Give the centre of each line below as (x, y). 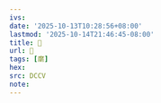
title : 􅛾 (26, 43)
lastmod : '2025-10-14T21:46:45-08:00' (82, 34)
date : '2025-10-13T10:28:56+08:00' (76, 26)
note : (19, 84)
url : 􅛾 (22, 51)
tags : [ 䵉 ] (29, 59)
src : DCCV (28, 76)
